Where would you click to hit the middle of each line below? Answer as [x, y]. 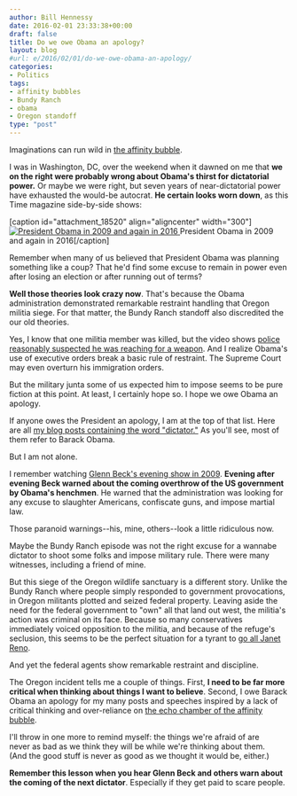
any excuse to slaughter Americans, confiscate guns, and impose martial [142, 502]
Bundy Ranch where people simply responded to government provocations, [147, 591]
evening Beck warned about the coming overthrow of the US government [147, 483]
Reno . [20, 648]
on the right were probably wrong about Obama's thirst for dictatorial [139, 176]
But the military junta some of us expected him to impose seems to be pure [146, 385]
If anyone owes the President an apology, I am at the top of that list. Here [142, 421]
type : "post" [33, 125]
